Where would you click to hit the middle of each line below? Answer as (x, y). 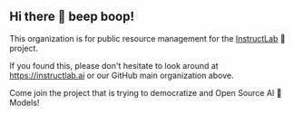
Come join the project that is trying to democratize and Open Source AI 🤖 (146, 92)
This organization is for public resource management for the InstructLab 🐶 (147, 38)
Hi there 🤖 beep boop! (72, 17)
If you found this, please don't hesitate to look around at (114, 65)
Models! (24, 102)
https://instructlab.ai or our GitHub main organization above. (122, 75)
